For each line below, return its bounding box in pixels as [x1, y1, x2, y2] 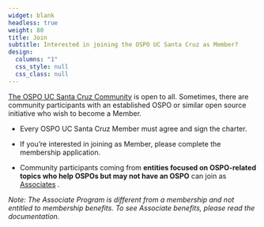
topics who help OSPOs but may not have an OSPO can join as [19, 171, 227, 180]
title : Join [8, 33, 47, 42]
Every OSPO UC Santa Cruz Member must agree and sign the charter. [19, 124, 247, 133]
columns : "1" [15, 56, 58, 64]
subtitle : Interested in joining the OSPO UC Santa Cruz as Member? [8, 41, 239, 49]
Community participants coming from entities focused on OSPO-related [19, 162, 257, 172]
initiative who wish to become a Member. [8, 108, 142, 118]
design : [8, 48, 34, 56]
